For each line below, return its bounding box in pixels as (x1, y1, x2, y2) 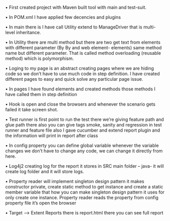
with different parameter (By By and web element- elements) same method (5, 45, 162, 50)
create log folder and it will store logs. (5, 169, 84, 174)
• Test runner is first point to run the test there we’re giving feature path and (5, 116, 164, 122)
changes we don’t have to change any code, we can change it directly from (5, 148, 163, 154)
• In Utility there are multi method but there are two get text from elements (5, 39, 161, 45)
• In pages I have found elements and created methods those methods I (5, 86, 156, 92)
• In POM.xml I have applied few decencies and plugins (5, 14, 121, 20)
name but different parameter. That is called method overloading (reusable (5, 50, 161, 56)
